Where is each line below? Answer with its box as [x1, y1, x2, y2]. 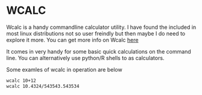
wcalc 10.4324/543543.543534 [6, 83, 80, 89]
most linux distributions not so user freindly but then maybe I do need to [6, 29, 186, 37]
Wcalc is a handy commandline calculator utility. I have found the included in [6, 23, 197, 31]
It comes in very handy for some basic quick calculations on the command [6, 47, 191, 55]
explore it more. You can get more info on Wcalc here [6, 36, 139, 43]
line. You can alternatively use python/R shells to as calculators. [6, 54, 165, 61]
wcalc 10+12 [6, 78, 36, 84]
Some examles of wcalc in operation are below [6, 66, 122, 73]
